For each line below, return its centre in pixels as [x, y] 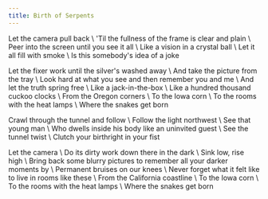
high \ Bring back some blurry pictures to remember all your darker [118, 161]
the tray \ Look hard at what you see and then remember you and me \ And [131, 79]
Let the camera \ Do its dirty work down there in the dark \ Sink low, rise [126, 152]
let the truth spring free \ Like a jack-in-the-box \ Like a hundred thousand [130, 88]
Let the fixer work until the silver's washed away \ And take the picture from [133, 70]
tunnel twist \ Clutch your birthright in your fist [84, 137]
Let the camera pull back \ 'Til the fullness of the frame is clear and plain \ [130, 38]
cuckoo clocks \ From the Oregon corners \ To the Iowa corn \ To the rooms [132, 96]
